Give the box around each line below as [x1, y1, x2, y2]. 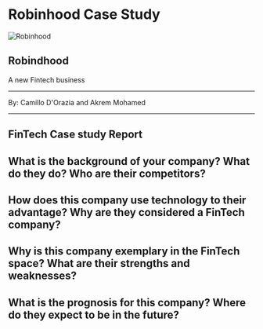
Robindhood [8, 54, 69, 68]
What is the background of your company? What [8, 155, 250, 168]
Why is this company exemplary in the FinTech [8, 245, 240, 258]
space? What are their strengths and [8, 257, 190, 270]
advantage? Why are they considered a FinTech [8, 206, 245, 219]
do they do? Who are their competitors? [8, 166, 206, 180]
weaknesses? [8, 269, 77, 283]
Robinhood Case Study [8, 5, 160, 24]
